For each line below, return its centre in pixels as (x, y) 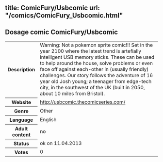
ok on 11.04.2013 (61, 143)
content (21, 134)
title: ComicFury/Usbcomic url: (53, 8)
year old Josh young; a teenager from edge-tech (96, 81)
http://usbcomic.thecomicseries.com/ (82, 102)
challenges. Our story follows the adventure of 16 (96, 76)
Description (21, 69)
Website (21, 102)
